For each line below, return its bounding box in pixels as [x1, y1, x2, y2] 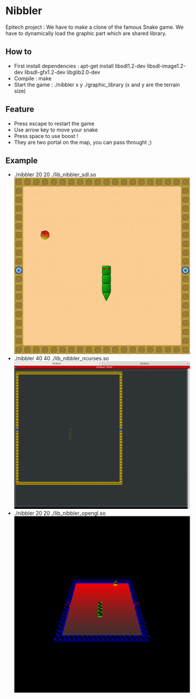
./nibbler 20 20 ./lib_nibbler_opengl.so [13, 509, 106, 517]
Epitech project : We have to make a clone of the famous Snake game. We [5, 23, 184, 31]
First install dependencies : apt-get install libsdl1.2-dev [13, 62, 146, 69]
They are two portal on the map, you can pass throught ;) [13, 139, 152, 146]
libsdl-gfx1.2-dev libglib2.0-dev [25, 69, 101, 76]
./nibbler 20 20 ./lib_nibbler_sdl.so [13, 171, 97, 178]
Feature [5, 104, 35, 114]
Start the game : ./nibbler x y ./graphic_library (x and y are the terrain [13, 81, 180, 88]
